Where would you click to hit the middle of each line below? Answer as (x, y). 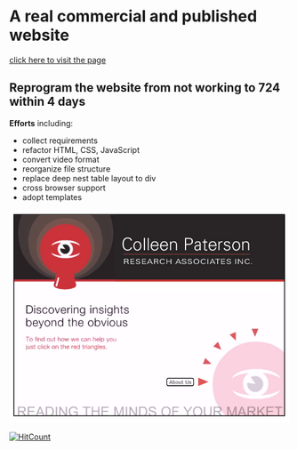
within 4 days (48, 102)
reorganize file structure (66, 169)
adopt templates (52, 197)
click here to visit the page (58, 60)
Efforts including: (41, 123)
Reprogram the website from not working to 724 (145, 88)
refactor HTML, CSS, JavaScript (81, 149)
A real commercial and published (133, 16)
